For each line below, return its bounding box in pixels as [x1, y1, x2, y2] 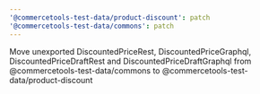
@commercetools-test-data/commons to [9, 64, 160, 76]
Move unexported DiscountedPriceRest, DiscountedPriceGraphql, [9, 46, 252, 56]
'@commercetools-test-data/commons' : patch [9, 21, 175, 30]
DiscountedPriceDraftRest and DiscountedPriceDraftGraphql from [9, 56, 252, 66]
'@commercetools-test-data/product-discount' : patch [9, 13, 211, 22]
